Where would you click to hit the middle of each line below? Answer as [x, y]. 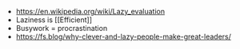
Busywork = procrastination [62, 28]
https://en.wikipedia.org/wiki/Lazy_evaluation [90, 11]
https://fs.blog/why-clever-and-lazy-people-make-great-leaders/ [124, 36]
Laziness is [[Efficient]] [54, 20]
